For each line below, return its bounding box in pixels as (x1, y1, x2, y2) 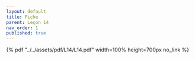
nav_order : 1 (6, 25, 39, 31)
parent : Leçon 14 (6, 19, 49, 25)
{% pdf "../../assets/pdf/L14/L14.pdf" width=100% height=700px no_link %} (6, 46, 190, 53)
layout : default (6, 8, 46, 15)
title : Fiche (6, 14, 39, 20)
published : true (6, 30, 46, 36)
